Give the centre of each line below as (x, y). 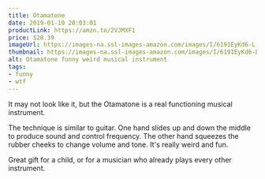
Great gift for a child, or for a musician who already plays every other (120, 159)
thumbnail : (26, 52)
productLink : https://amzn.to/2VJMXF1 (72, 30)
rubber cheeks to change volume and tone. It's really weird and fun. (118, 144)
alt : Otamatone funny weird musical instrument (88, 60)
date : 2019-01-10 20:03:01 (52, 23)
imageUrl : (24, 45)
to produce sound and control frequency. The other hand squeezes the (123, 136)
